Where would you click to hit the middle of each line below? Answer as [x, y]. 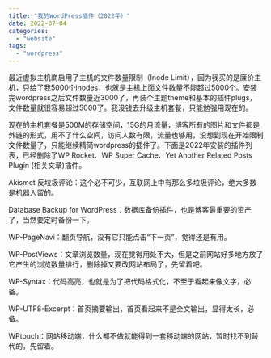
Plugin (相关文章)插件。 [47, 165]
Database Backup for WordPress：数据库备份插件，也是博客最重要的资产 [130, 210]
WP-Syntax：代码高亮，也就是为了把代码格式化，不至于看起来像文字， [126, 281]
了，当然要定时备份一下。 [51, 220]
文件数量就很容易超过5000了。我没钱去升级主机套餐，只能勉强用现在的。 [131, 107]
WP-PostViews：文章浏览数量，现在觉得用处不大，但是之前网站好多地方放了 [136, 254]
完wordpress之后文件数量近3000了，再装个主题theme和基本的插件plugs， [133, 97]
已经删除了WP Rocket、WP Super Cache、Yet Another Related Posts [137, 155]
